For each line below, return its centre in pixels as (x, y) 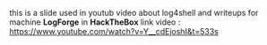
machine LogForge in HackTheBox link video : (95, 22)
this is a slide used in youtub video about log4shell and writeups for (134, 13)
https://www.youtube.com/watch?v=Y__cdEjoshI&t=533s (114, 31)
